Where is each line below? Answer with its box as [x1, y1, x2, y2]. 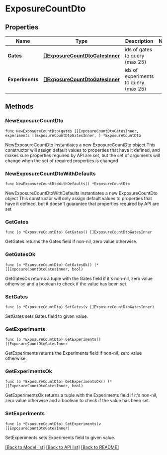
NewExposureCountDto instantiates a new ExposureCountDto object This [5, 142, 156, 148]
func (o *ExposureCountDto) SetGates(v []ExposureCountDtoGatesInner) [5, 304, 155, 309]
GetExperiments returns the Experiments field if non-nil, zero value [5, 350, 142, 356]
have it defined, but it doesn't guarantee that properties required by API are [5, 201, 159, 207]
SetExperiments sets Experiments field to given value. [5, 435, 116, 441]
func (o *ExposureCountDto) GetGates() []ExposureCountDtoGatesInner [5, 230, 153, 235]
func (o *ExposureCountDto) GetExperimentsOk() [5, 379, 106, 384]
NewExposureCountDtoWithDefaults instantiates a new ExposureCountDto [5, 190, 158, 196]
